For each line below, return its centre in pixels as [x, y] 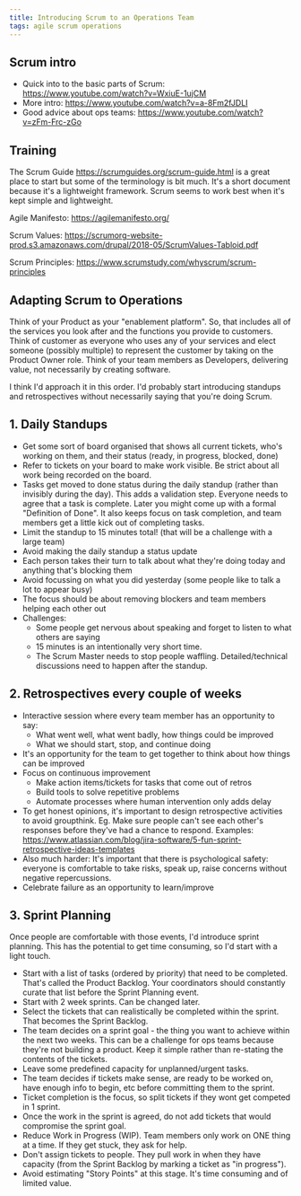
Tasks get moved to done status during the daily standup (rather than [150, 484]
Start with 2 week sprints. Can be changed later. [111, 1002]
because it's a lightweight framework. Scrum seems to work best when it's [147, 191]
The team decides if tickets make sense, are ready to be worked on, [147, 1078]
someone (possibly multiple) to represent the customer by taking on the [142, 350]
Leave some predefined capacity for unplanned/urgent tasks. [135, 1068]
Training [33, 150]
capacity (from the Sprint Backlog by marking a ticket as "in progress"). [154, 1165]
